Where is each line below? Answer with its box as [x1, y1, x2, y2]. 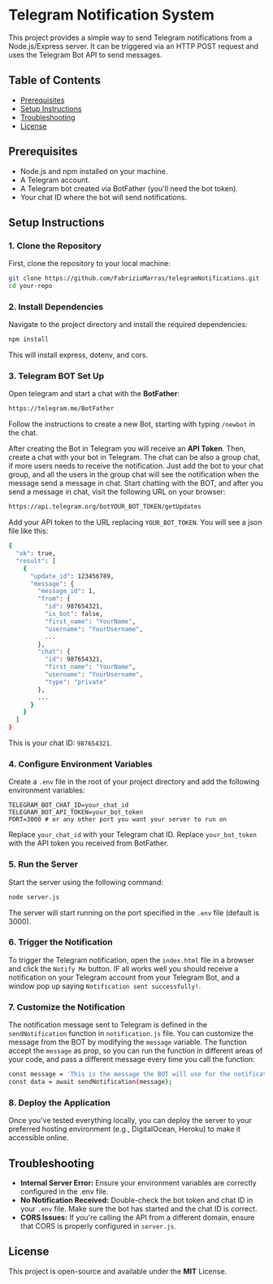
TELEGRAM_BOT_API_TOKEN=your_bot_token [8, 808, 144, 817]
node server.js [8, 893, 60, 901]
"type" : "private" [44, 678, 107, 686]
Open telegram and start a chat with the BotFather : [8, 389, 180, 399]
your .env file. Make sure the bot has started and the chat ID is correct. [19, 1204, 258, 1214]
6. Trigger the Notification [8, 937, 113, 948]
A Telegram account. [19, 175, 91, 185]
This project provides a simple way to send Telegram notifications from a [8, 33, 253, 42]
